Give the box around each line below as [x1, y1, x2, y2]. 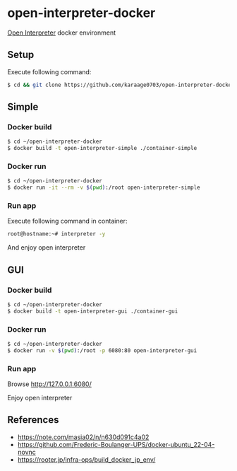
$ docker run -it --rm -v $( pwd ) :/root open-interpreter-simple [7, 184, 200, 192]
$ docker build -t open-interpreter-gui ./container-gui [7, 308, 178, 315]
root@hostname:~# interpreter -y [7, 231, 106, 238]
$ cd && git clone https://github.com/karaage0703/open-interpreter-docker [7, 81, 235, 88]
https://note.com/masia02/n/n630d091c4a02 [17, 433, 150, 441]
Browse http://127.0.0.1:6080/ [7, 380, 92, 388]
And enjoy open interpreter [7, 243, 86, 252]
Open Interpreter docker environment [7, 28, 116, 37]
